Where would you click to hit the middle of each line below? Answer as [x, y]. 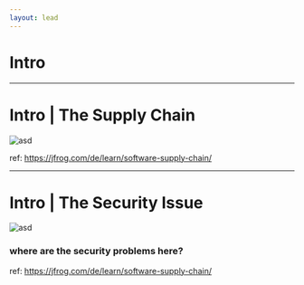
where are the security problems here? [96, 252]
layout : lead [34, 18]
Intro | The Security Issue [106, 202]
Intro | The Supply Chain [103, 115]
